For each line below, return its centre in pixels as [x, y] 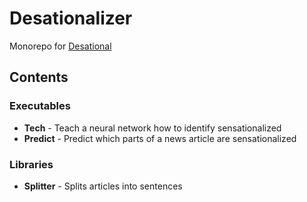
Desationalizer [71, 18]
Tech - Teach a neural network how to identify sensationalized [152, 128]
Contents [39, 77]
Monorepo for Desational [60, 46]
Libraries [31, 164]
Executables [40, 106]
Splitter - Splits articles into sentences [103, 186]
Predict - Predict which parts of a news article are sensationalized [160, 138]
